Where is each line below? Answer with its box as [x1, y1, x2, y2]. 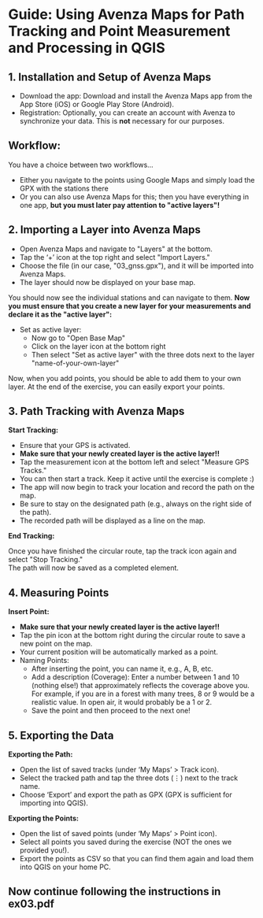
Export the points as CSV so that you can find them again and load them [19, 854, 254, 864]
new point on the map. [19, 639, 93, 649]
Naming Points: [19, 656, 69, 665]
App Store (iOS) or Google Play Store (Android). [19, 100, 175, 109]
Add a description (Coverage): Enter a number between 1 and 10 [31, 672, 240, 682]
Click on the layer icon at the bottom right [31, 341, 166, 351]
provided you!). [19, 846, 69, 855]
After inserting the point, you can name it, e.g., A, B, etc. [31, 664, 214, 674]
